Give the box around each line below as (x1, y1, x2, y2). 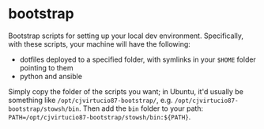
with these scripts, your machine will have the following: (8, 39, 191, 48)
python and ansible (19, 71, 83, 81)
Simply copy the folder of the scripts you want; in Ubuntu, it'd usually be (8, 86, 243, 96)
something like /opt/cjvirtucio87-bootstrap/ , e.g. (8, 95, 173, 104)
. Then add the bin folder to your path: (78, 104, 204, 113)
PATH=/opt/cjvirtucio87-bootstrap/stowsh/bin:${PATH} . (8, 112, 191, 121)
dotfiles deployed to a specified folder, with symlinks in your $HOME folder (19, 55, 257, 64)
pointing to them (19, 63, 74, 72)
